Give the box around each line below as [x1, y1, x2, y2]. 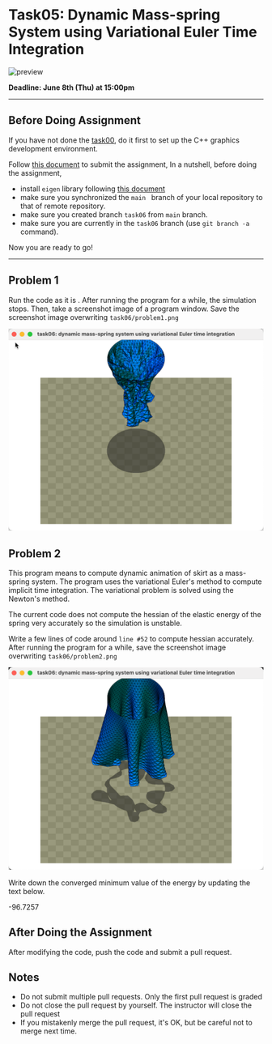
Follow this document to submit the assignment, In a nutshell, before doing [8, 160, 257, 169]
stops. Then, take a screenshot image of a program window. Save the [8, 304, 240, 313]
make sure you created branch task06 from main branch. [19, 209, 208, 219]
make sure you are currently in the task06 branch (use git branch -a [19, 218, 250, 228]
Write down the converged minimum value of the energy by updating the [8, 877, 251, 888]
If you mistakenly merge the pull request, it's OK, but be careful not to [19, 1018, 253, 1028]
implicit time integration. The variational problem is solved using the [8, 586, 234, 595]
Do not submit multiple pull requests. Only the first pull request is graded [19, 992, 263, 1002]
